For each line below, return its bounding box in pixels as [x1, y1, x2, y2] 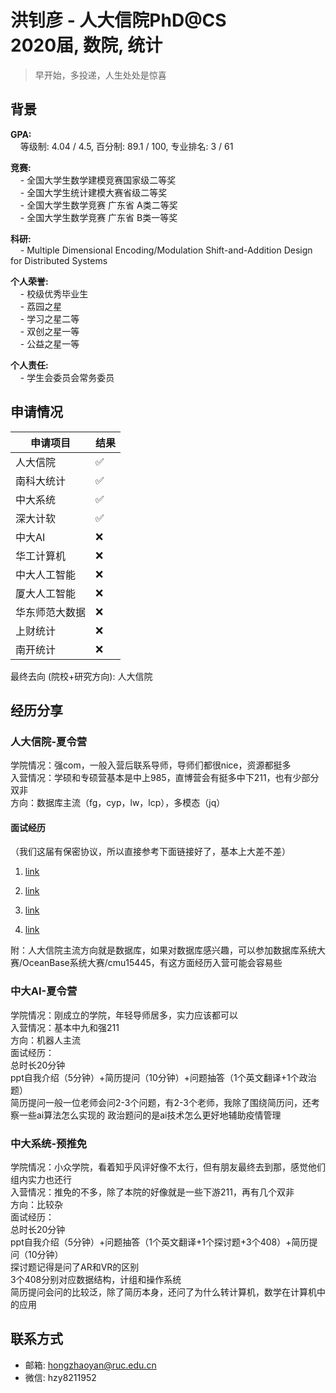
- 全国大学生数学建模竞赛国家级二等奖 [19, 174, 177, 186]
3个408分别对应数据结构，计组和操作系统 [10, 1274, 182, 1286]
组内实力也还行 [10, 1174, 72, 1186]
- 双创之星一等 [19, 325, 80, 337]
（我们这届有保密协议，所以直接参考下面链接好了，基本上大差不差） [10, 846, 291, 858]
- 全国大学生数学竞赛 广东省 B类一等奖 [19, 211, 178, 223]
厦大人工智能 [15, 586, 77, 600]
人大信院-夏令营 [10, 734, 88, 748]
